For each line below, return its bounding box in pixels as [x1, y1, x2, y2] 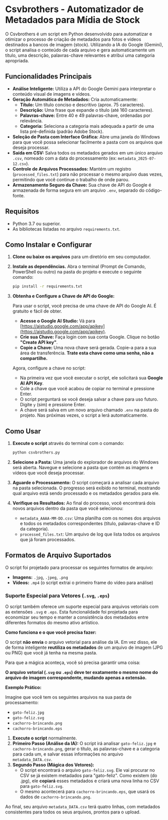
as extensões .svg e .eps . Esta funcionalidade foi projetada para [5, 609, 138, 615]
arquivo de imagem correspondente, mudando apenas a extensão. [5, 675, 147, 681]
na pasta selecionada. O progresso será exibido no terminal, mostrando [12, 485, 160, 491]
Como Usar [5, 427, 41, 435]
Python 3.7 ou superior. [12, 220, 61, 227]
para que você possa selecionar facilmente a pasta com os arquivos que [12, 139, 163, 145]
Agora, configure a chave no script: [12, 365, 86, 371]
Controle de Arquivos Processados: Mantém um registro [12, 166, 131, 172]
